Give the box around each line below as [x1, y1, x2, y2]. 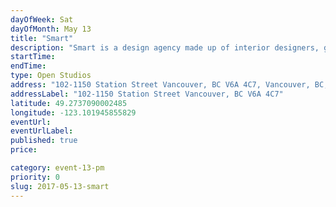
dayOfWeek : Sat [10, 14, 74, 25]
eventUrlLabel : [10, 126, 74, 136]
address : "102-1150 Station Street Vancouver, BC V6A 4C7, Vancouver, [10, 80, 311, 90]
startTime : [10, 52, 56, 62]
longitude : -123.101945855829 [10, 107, 137, 118]
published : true [10, 136, 78, 146]
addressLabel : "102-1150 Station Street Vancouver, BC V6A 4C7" [10, 89, 284, 99]
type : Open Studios [10, 71, 92, 81]
